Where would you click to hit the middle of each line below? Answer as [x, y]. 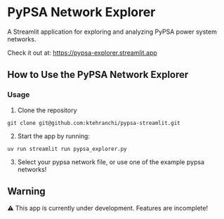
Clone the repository [47, 110]
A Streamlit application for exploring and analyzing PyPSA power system [112, 32]
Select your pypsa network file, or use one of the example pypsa [111, 161]
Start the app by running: [53, 136]
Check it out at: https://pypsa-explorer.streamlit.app [83, 53]
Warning [26, 191]
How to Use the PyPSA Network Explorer [98, 75]
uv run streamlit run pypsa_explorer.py [67, 149]
